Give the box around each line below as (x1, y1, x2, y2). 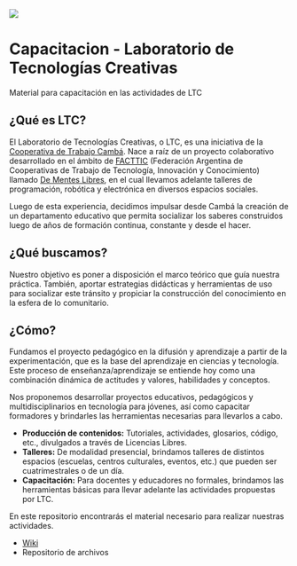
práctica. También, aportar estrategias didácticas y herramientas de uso (9, 279, 273, 289)
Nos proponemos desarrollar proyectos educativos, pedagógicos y (9, 392, 254, 403)
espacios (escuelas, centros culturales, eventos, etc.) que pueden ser (21, 456, 277, 467)
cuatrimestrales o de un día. (21, 466, 125, 476)
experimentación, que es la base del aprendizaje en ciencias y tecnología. (9, 356, 279, 366)
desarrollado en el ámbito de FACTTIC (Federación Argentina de (9, 155, 244, 166)
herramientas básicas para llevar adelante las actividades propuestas (21, 484, 276, 495)
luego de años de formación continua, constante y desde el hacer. (9, 219, 251, 230)
